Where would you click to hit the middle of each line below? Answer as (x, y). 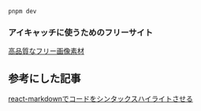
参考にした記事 (45, 78)
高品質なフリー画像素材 (46, 51)
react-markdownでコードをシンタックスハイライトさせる (100, 99)
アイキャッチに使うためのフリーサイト (81, 32)
